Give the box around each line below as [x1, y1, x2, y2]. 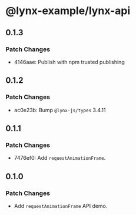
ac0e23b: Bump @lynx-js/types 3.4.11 [14, 106, 106, 113]
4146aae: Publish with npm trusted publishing [14, 58, 125, 65]
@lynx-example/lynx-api [5, 4, 131, 18]
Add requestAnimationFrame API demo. [14, 202, 108, 209]
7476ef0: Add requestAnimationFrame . [14, 154, 106, 162]
